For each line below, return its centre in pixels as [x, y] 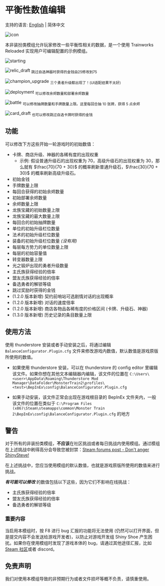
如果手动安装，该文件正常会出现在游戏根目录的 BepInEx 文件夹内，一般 [84, 397]
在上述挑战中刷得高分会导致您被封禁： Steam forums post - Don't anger [77, 450]
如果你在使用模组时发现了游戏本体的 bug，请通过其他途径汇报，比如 [83, 543]
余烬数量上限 [25, 204]
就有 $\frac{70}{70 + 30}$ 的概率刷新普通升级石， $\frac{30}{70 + [91, 167]
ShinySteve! [17, 455]
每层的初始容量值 [29, 253]
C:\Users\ [139, 374]
